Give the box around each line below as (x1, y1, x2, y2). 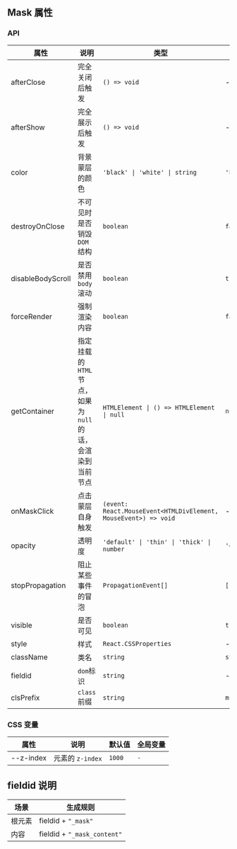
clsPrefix (11, 693, 40, 703)
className (11, 652, 48, 662)
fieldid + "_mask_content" (39, 828, 123, 838)
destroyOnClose (11, 221, 65, 231)
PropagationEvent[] (102, 581, 168, 589)
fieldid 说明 (7, 780, 57, 792)
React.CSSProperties (102, 640, 171, 647)
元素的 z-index (53, 753, 102, 763)
